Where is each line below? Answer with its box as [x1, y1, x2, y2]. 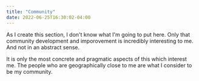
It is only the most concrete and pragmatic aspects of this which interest [6, 55, 187, 62]
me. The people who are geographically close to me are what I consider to [6, 61, 192, 69]
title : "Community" [6, 8, 56, 15]
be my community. [6, 68, 53, 75]
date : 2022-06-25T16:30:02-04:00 [6, 14, 91, 20]
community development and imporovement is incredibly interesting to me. [6, 37, 194, 44]
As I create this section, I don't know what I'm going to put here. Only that [6, 31, 191, 38]
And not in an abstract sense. [6, 43, 80, 51]
